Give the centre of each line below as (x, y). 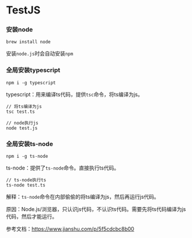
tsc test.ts (20, 112)
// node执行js (22, 123)
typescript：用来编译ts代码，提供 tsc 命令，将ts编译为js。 (74, 94)
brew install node (28, 42)
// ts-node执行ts (26, 180)
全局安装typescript (33, 70)
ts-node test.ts (26, 185)
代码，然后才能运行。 (32, 216)
